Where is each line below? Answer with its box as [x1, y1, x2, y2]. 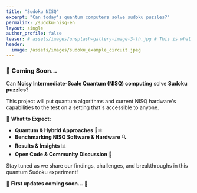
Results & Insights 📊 [14, 142, 67, 149]
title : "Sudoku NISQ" [6, 8, 60, 15]
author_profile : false [6, 31, 62, 37]
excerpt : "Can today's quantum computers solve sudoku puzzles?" [6, 14, 170, 20]
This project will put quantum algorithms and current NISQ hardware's [6, 98, 176, 105]
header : [6, 42, 25, 48]
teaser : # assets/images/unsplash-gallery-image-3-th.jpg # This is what [6, 36, 192, 42]
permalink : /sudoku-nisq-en [6, 19, 75, 25]
